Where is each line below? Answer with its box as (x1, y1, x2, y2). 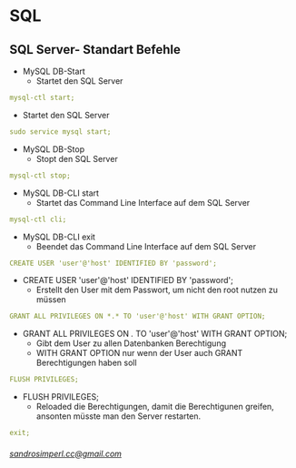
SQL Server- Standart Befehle (9, 42, 182, 57)
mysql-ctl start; (9, 93, 75, 102)
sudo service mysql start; (9, 127, 112, 137)
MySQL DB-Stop (22, 143, 85, 155)
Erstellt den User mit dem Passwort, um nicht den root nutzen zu (35, 284, 279, 296)
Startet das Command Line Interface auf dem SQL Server (35, 197, 251, 208)
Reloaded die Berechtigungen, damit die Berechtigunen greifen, (35, 402, 274, 412)
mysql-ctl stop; (9, 170, 71, 180)
